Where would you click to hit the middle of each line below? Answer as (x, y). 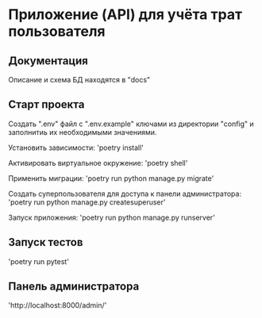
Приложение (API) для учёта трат (125, 15)
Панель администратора (74, 287)
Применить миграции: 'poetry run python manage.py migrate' (111, 178)
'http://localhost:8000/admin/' (58, 305)
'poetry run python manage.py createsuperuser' (87, 202)
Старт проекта (46, 105)
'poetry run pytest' (39, 261)
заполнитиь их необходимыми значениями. (83, 132)
